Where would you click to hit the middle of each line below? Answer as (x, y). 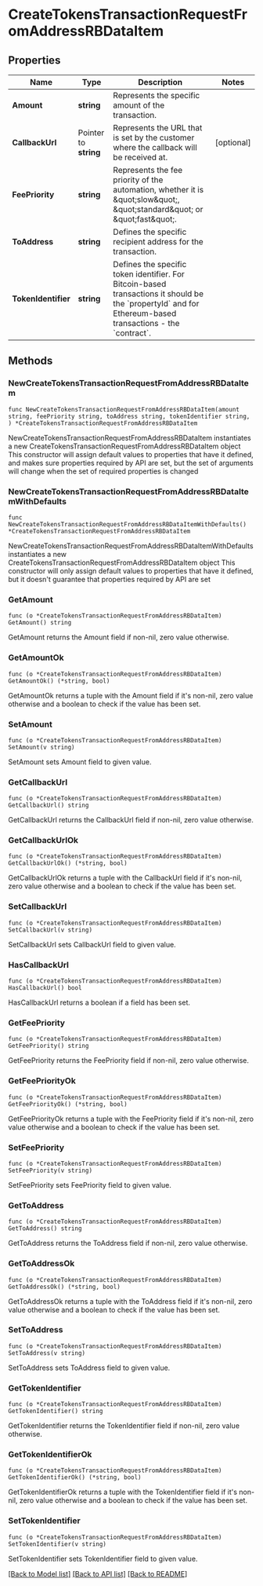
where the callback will (155, 147)
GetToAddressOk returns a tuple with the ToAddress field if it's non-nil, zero (130, 1301)
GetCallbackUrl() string (49, 806)
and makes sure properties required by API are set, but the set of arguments (131, 463)
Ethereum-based (145, 313)
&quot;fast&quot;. (145, 219)
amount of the (139, 105)
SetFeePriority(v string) (50, 1170)
